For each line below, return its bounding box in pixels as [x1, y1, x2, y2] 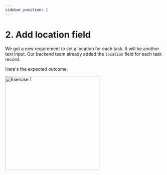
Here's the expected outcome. [5, 66, 68, 72]
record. [5, 56, 21, 62]
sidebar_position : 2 [5, 7, 49, 13]
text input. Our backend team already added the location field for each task [5, 51, 162, 57]
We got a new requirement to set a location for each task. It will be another [5, 46, 159, 52]
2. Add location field [5, 29, 91, 40]
